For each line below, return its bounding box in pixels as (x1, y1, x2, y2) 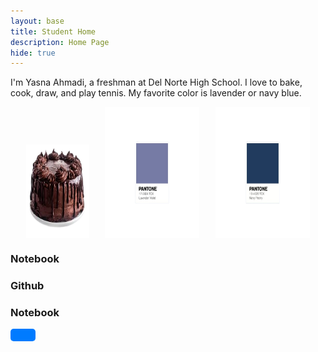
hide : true (10, 48, 56, 58)
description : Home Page (10, 37, 110, 47)
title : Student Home (10, 26, 97, 37)
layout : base (10, 16, 65, 26)
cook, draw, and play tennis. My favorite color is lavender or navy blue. (10, 87, 302, 99)
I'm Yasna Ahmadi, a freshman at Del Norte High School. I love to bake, (10, 76, 303, 89)
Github (10, 279, 45, 293)
